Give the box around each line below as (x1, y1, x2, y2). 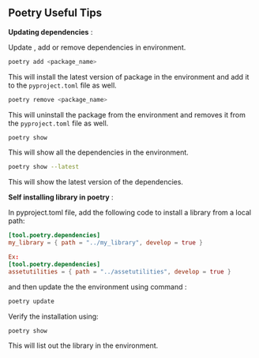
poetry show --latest (8, 163, 80, 171)
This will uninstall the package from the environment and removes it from (8, 110, 246, 119)
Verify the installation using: (8, 311, 99, 321)
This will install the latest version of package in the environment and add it (8, 72, 250, 81)
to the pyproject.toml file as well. (8, 80, 117, 90)
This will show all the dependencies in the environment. (8, 147, 190, 157)
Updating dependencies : (8, 27, 93, 36)
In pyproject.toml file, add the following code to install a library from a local (8, 208, 251, 218)
